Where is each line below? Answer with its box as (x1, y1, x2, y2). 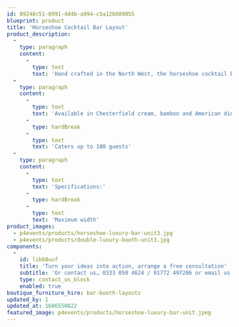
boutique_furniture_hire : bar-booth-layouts (6, 289, 141, 296)
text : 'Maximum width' (32, 216, 100, 223)
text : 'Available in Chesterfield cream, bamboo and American (32, 110, 221, 117)
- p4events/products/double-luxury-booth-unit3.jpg (13, 236, 171, 243)
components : (6, 243, 42, 250)
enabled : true (19, 283, 61, 290)
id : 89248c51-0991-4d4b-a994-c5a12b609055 (6, 10, 135, 18)
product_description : (6, 30, 71, 38)
